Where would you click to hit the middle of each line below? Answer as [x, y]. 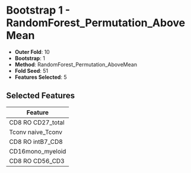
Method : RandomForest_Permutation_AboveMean [76, 64]
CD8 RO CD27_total [37, 122]
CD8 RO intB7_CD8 [36, 142]
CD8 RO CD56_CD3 [37, 161]
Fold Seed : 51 [31, 71]
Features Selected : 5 [41, 77]
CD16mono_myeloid [38, 151]
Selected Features [41, 96]
